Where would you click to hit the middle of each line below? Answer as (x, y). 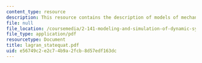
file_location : (25, 28)
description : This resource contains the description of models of (93, 17)
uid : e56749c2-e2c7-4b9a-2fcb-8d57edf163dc (62, 51)
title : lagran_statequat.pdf (43, 46)
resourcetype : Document (36, 40)
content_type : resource (36, 12)
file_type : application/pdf (41, 34)
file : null (20, 23)
